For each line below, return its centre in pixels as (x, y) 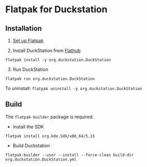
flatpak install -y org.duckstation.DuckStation (58, 60)
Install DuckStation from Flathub (47, 50)
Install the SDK (28, 127)
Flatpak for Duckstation (56, 9)
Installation (24, 28)
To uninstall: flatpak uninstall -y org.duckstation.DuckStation (74, 88)
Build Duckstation (31, 145)
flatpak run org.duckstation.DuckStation (50, 79)
